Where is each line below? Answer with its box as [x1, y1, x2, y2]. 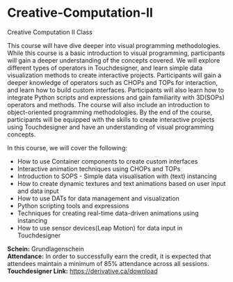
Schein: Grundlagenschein [7, 244, 85, 253]
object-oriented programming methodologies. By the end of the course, [7, 108, 213, 116]
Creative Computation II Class [7, 28, 93, 36]
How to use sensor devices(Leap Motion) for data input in [17, 224, 183, 232]
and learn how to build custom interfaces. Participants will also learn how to [7, 86, 225, 94]
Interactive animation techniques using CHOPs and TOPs [17, 164, 181, 173]
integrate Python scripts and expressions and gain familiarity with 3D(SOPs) [7, 93, 225, 102]
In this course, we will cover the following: [7, 143, 127, 152]
